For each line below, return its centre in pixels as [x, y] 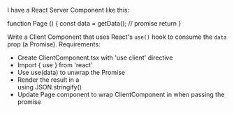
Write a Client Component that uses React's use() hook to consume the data [117, 37]
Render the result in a [48, 80]
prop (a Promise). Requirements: [54, 44]
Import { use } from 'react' [55, 65]
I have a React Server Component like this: [68, 10]
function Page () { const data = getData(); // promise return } [94, 23]
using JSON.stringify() [50, 87]
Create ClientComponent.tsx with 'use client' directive [95, 58]
